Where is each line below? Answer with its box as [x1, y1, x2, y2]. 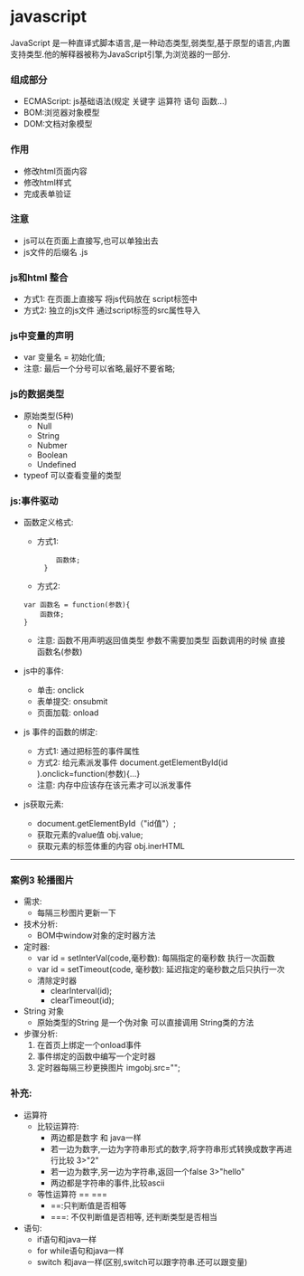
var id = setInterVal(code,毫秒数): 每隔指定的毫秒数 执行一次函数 [36, 952, 275, 964]
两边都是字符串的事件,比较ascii [50, 1177, 165, 1188]
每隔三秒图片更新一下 [36, 907, 116, 919]
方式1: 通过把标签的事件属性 [36, 746, 141, 757]
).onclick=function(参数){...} [36, 769, 141, 780]
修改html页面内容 [23, 165, 88, 176]
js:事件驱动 [10, 495, 59, 507]
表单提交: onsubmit [36, 696, 108, 707]
